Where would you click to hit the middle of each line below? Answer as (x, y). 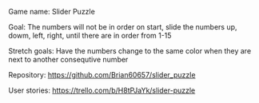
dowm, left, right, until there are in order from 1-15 (90, 36)
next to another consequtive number (68, 59)
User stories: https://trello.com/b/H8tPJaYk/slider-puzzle (102, 90)
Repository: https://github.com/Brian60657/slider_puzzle (102, 75)
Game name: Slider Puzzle (52, 12)
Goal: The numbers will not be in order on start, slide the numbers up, (123, 27)
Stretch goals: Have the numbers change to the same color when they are (130, 51)
